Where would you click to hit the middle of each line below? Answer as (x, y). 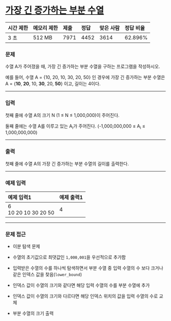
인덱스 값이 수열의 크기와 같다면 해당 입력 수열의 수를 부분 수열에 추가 (81, 285)
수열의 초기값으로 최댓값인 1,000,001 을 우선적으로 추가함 (69, 257)
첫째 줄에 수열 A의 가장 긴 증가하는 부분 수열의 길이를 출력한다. (67, 163)
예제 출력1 (71, 197)
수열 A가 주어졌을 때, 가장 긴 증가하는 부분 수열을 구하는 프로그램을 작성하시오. (83, 66)
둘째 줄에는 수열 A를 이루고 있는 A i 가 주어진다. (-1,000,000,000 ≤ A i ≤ (75, 127)
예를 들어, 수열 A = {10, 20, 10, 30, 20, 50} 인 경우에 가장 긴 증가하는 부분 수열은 (85, 78)
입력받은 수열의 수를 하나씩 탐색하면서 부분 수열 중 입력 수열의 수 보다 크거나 (88, 268)
